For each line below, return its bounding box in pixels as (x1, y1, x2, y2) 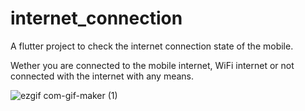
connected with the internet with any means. (10, 70, 195, 82)
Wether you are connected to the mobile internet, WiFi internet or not (10, 59, 295, 71)
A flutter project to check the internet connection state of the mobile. (10, 40, 294, 52)
